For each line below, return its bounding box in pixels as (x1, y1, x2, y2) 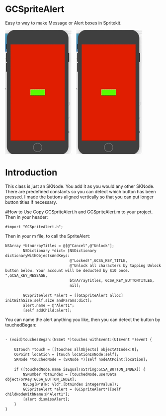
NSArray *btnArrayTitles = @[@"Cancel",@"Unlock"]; (5, 243, 114, 248)
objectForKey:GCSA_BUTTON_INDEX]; (5, 377, 77, 382)
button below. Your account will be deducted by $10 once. (5, 268, 130, 273)
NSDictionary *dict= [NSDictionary (23, 248, 97, 253)
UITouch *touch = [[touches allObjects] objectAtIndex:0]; (14, 347, 139, 352)
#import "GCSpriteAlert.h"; (5, 224, 64, 229)
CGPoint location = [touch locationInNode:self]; (14, 352, 119, 357)
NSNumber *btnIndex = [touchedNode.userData (23, 372, 117, 377)
